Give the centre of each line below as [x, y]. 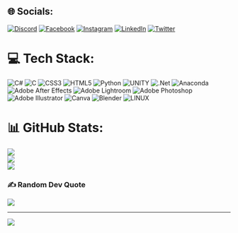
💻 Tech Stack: [51, 59]
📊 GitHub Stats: [56, 127]
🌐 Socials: [30, 12]
